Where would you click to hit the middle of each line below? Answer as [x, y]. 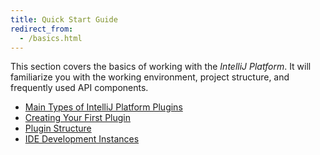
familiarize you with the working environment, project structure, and [150, 77]
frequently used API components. [79, 88]
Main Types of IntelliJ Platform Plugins [103, 107]
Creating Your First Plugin [77, 118]
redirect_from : [42, 29]
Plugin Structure [58, 128]
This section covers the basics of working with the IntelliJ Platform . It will [161, 67]
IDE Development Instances [82, 139]
